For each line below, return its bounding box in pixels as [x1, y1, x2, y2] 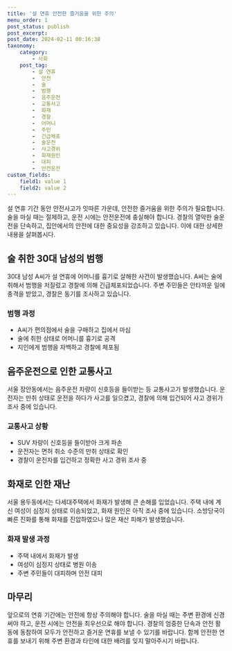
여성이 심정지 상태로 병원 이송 [17, 560, 97, 568]
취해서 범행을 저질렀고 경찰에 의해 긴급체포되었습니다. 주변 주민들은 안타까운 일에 [7, 281, 226, 289]
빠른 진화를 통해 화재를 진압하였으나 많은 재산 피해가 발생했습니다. [7, 515, 185, 524]
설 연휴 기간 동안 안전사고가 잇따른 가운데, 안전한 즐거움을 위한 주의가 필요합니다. [7, 204, 225, 212]
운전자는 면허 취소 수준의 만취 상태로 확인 [17, 447, 129, 455]
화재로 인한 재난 [7, 478, 71, 490]
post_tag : [19, 62, 48, 69]
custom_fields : [7, 171, 51, 178]
